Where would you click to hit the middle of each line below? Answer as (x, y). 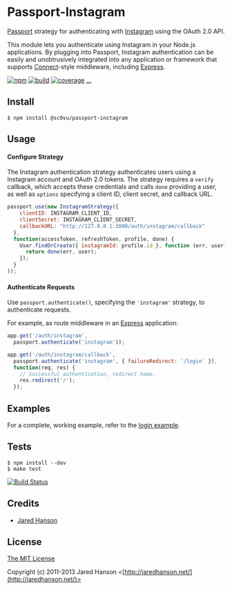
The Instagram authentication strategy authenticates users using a (101, 172)
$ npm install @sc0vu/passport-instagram (68, 118)
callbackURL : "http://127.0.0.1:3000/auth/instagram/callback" (113, 226)
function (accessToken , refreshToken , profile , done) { (94, 239)
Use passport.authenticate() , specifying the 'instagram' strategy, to (106, 303)
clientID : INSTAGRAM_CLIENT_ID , (66, 213)
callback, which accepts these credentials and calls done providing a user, (112, 187)
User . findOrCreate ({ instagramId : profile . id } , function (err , (114, 245)
